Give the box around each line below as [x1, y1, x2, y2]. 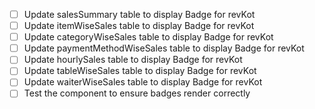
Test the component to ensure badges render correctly [23, 87, 251, 99]
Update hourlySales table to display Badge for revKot [23, 54, 243, 66]
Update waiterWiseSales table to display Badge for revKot [23, 76, 263, 88]
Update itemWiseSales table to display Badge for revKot [23, 20, 255, 32]
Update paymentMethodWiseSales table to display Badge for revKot [23, 42, 305, 54]
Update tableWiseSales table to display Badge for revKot [23, 65, 257, 77]
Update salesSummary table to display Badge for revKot [23, 9, 256, 20]
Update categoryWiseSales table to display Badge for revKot [23, 31, 274, 43]
